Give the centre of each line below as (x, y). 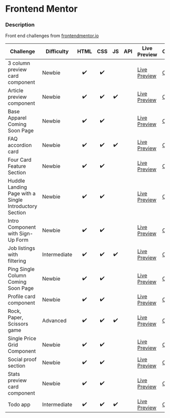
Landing (17, 187)
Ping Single (21, 269)
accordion (20, 145)
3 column (19, 63)
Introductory (23, 206)
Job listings (22, 248)
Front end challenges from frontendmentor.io (52, 36)
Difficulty (57, 51)
